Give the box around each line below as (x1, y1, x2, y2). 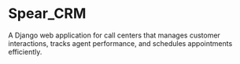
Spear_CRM (8, 5, 87, 23)
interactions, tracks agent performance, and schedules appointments (8, 38, 233, 48)
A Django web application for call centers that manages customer (8, 30, 220, 40)
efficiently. (8, 47, 42, 56)
